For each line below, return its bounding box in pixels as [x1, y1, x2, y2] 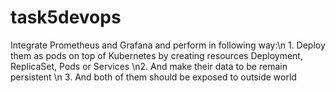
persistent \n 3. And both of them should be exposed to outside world [10, 71, 297, 83]
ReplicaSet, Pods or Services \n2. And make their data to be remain [10, 60, 288, 72]
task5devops [10, 6, 122, 29]
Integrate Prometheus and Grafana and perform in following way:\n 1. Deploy [10, 39, 326, 51]
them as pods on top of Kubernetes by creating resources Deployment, [10, 49, 303, 61]
